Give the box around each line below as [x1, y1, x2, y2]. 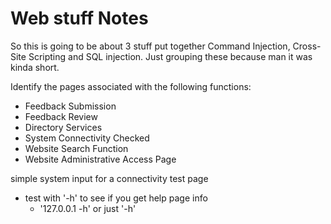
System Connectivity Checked [24, 132, 150, 144]
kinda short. [10, 61, 60, 73]
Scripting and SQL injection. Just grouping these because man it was [28, 50, 313, 62]
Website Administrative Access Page [24, 153, 177, 165]
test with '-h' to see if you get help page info [24, 192, 208, 204]
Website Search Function [24, 142, 129, 154]
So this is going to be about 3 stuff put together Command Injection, [10, 40, 291, 52]
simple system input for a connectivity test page [10, 172, 209, 184]
